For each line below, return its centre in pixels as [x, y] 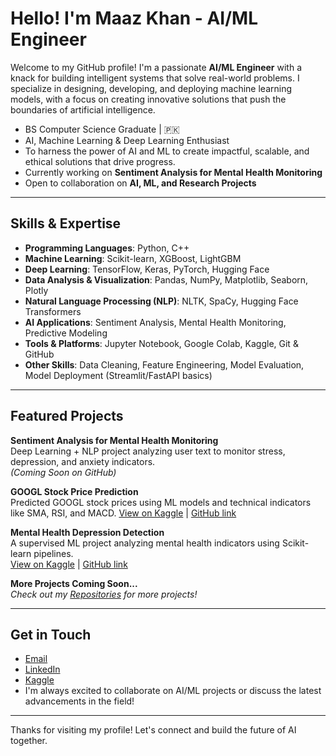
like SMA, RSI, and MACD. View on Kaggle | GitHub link [123, 513]
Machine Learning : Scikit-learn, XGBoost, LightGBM [133, 258]
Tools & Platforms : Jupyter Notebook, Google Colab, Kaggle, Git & [161, 343]
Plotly [36, 290]
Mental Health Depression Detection [87, 532]
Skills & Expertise [66, 223]
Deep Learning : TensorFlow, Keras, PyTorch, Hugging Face [147, 269]
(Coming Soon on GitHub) [63, 472]
